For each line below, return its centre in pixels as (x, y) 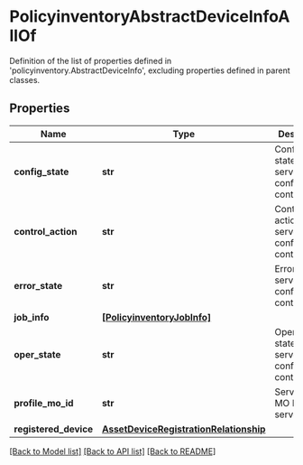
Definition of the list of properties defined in (91, 60)
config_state (41, 172)
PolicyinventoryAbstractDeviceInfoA (150, 17)
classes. (25, 79)
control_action (46, 231)
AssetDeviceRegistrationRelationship (184, 429)
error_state (38, 285)
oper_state (37, 354)
